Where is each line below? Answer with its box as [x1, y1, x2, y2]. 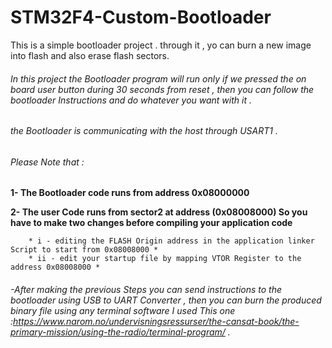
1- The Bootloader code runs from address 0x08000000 [10, 187, 250, 199]
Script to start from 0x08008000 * [10, 245, 159, 255]
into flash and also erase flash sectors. [10, 49, 170, 61]
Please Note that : [10, 156, 85, 168]
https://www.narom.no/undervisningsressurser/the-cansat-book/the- [13, 315, 300, 327]
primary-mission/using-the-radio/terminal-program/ [10, 326, 226, 338]
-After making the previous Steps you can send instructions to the [10, 283, 283, 295]
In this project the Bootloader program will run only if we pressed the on [10, 72, 307, 85]
